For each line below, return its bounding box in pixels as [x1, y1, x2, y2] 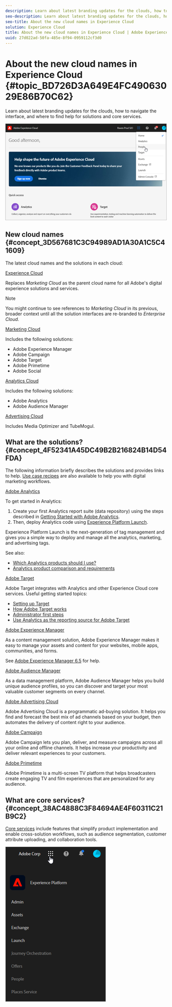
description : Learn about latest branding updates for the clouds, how [5, 8, 161, 13]
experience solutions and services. [5, 285, 79, 291]
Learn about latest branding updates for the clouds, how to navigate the [5, 108, 157, 114]
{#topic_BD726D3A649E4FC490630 [5, 80, 167, 92]
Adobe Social [12, 368, 41, 374]
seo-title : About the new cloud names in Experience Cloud [5, 19, 134, 24]
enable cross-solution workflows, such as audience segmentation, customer [5, 831, 167, 837]
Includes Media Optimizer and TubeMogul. [5, 423, 95, 429]
